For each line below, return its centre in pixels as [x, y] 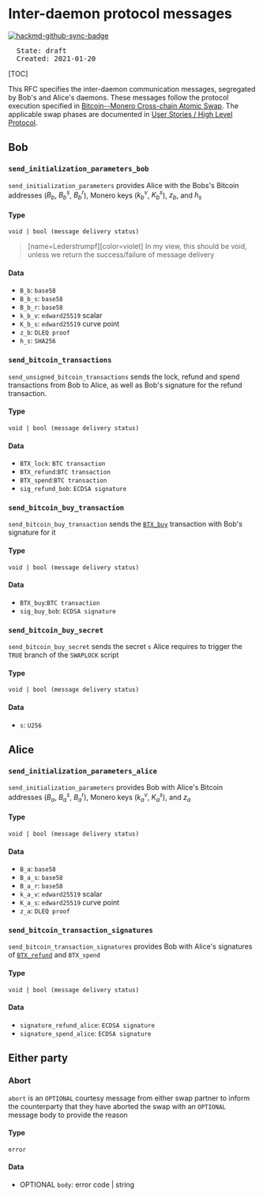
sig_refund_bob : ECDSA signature [73, 489]
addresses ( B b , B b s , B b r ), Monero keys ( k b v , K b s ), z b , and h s [105, 195]
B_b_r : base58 [41, 307]
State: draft [41, 51]
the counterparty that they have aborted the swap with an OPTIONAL [117, 1106]
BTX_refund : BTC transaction [65, 472]
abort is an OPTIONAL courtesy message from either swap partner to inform [129, 1098]
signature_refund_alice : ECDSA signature [87, 1025]
